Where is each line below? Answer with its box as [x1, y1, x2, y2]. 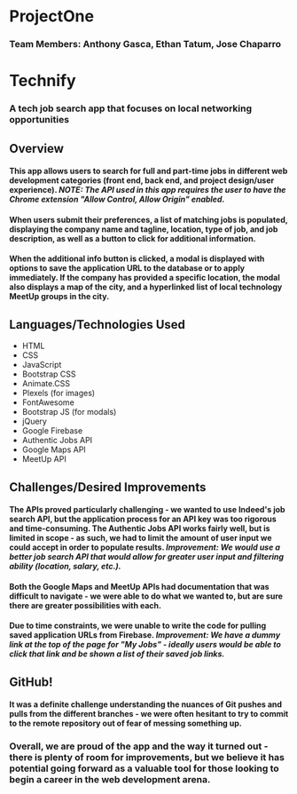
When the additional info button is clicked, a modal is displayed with [9, 253, 265, 264]
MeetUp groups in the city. [9, 291, 110, 302]
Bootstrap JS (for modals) [21, 407, 117, 417]
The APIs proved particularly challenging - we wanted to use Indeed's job [9, 504, 285, 515]
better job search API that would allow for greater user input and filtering [9, 552, 285, 562]
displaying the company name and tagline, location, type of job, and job [9, 224, 278, 234]
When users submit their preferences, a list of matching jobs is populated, [9, 214, 288, 225]
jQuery [21, 416, 47, 427]
